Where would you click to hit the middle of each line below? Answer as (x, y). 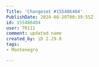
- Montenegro (22, 50)
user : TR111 (21, 28)
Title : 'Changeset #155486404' (44, 11)
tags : (13, 45)
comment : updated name (34, 33)
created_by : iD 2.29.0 (34, 39)
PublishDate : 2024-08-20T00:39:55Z (50, 17)
